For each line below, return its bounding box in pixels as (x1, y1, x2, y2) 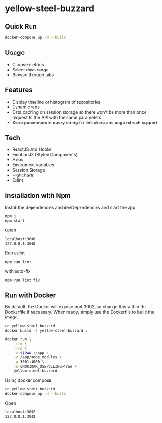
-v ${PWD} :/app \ (14, 351, 49, 355)
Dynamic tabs (12, 104, 40, 110)
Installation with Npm (5, 192, 71, 200)
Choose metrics (12, 61, 44, 67)
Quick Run (5, 22, 37, 31)
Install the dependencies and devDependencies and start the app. (5, 205, 137, 211)
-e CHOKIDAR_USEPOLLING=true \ (14, 364, 77, 369)
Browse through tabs (12, 71, 54, 78)
